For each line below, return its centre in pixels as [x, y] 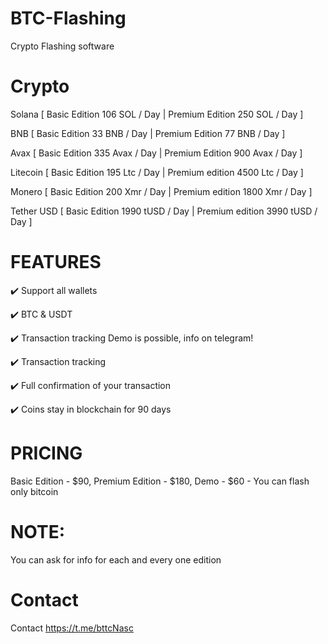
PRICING [46, 453]
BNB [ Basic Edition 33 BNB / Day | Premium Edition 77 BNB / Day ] [148, 133]
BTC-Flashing [68, 18]
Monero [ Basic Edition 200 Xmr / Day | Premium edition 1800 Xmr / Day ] [161, 191]
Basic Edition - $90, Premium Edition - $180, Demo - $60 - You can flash [160, 481]
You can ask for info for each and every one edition [116, 559]
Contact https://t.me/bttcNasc [72, 628]
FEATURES [56, 262]
